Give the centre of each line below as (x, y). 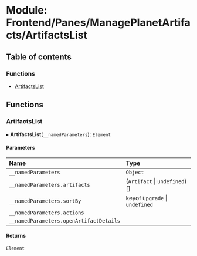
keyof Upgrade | (147, 198)
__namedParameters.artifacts (50, 185)
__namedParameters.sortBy (45, 201)
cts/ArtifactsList (47, 35)
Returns (16, 236)
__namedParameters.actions (47, 213)
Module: (27, 10)
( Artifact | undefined (155, 181)
